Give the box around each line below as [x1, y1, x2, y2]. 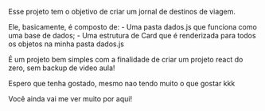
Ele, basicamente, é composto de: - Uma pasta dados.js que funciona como [8, 22, 257, 31]
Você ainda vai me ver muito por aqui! [8, 94, 133, 103]
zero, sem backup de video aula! [8, 63, 115, 73]
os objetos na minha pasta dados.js [8, 39, 125, 49]
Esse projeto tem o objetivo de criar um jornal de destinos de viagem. [8, 7, 236, 16]
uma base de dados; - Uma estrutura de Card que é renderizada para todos [8, 31, 256, 40]
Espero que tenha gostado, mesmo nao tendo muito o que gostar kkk [8, 79, 236, 88]
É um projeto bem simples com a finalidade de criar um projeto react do [8, 55, 244, 64]
